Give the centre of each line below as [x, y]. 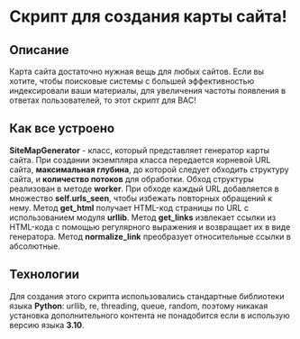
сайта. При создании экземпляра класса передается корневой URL [140, 160]
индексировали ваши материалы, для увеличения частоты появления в [148, 91]
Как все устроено [62, 128]
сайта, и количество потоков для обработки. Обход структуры [132, 179]
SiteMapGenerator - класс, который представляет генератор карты [140, 150]
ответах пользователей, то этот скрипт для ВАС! [103, 100]
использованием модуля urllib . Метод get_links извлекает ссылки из [143, 217]
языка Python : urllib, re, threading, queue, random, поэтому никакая [139, 306]
